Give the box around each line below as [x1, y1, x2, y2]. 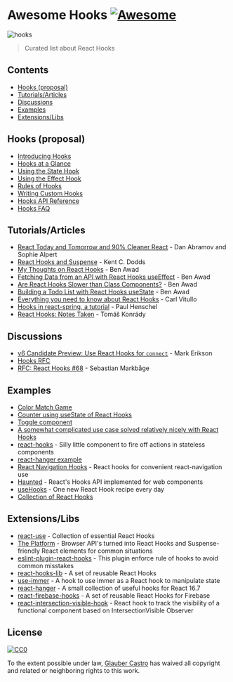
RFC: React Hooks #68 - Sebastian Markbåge [17, 364, 149, 372]
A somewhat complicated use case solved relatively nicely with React [17, 426, 219, 433]
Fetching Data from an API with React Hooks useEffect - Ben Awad [17, 273, 211, 281]
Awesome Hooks [7, 7, 108, 23]
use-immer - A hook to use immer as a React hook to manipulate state [17, 576, 220, 584]
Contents [7, 64, 49, 77]
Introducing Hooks [17, 152, 72, 160]
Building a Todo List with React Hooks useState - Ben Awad [17, 288, 189, 296]
